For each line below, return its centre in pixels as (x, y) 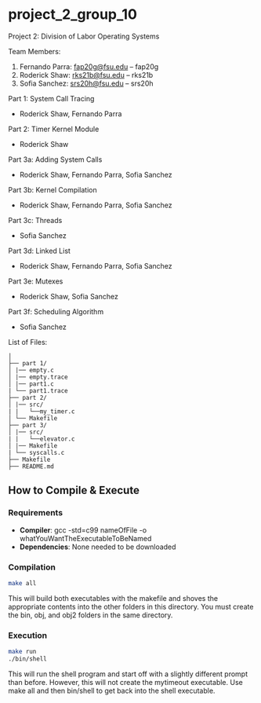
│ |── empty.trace (38, 377)
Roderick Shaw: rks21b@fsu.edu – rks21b (86, 75)
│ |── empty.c (31, 370)
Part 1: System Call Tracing (51, 98)
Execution (28, 635)
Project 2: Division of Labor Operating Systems (84, 36)
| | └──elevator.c (42, 439)
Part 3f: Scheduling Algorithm (56, 311)
